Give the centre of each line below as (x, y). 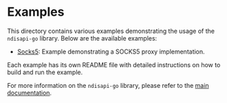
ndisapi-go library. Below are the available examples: (82, 38)
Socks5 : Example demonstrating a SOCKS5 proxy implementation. (111, 51)
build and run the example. (45, 72)
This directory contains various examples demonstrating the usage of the (111, 31)
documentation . (30, 93)
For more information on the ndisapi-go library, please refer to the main (108, 85)
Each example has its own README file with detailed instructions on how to (114, 65)
